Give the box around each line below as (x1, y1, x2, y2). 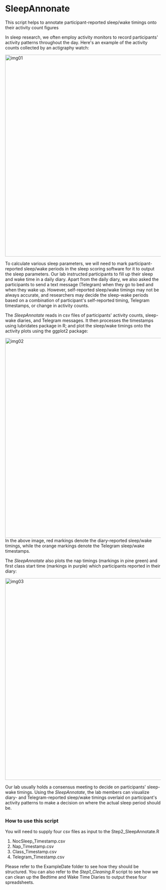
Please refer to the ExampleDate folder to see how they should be (5, 864, 139, 870)
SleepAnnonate (5, 3, 70, 14)
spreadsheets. (5, 880, 35, 886)
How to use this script (5, 817, 59, 824)
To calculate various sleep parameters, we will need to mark (5, 261, 127, 266)
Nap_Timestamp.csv (12, 843, 54, 849)
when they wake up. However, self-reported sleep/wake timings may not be (5, 287, 159, 293)
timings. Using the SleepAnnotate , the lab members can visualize (17, 789, 150, 795)
